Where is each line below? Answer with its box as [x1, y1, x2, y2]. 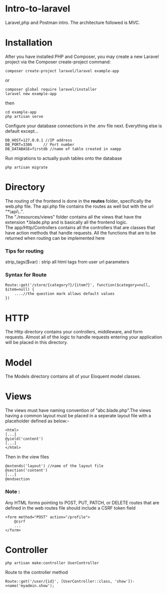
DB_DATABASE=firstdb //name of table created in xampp [5, 146, 122, 151]
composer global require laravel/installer [5, 87, 97, 92]
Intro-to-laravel [5, 3, 70, 14]
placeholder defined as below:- [5, 418, 70, 424]
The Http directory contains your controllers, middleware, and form [5, 329, 143, 335]
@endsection [5, 477, 30, 482]
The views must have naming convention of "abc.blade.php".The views [5, 407, 151, 413]
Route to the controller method [5, 570, 68, 576]
